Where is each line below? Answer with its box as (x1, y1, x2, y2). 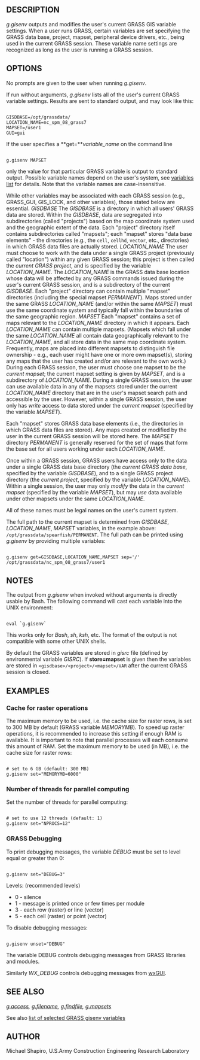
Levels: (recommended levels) (6, 882, 81, 889)
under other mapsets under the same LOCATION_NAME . (6, 495, 145, 502)
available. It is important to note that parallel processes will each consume (6, 736, 188, 744)
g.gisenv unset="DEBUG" (6, 941, 66, 947)
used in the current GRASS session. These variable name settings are (6, 40, 177, 47)
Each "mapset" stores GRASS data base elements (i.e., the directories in (6, 420, 184, 427)
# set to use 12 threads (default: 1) (6, 815, 103, 822)
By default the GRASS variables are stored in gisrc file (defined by (6, 649, 168, 657)
